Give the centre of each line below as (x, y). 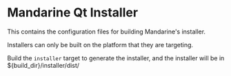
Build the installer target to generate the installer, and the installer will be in (116, 58)
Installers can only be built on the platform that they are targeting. (100, 45)
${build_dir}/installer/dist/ (43, 65)
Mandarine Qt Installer (73, 13)
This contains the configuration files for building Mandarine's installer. (106, 31)
